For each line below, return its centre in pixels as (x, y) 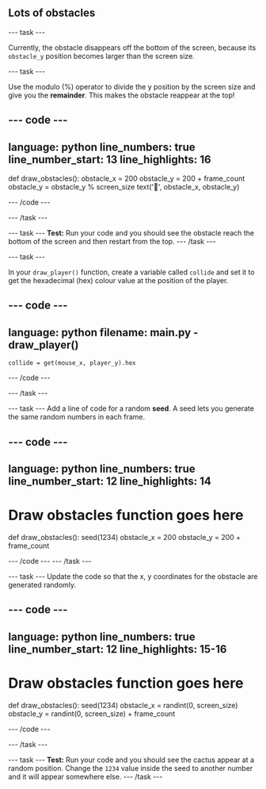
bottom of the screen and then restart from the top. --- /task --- (112, 242)
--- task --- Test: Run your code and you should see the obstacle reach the (131, 233)
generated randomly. (42, 584)
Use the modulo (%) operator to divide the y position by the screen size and (132, 86)
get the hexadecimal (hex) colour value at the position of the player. (118, 281)
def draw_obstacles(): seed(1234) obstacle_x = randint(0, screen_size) (123, 705)
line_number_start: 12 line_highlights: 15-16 (118, 649)
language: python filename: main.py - (103, 332)
